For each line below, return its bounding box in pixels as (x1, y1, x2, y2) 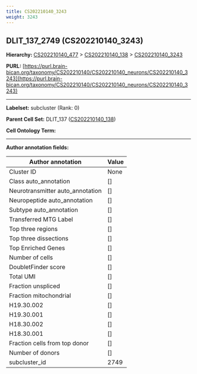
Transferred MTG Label (9, 215, 73, 223)
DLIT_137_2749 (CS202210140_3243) (6, 36, 144, 46)
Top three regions (9, 225, 58, 233)
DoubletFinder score (9, 263, 66, 271)
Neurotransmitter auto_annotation (9, 187, 102, 195)
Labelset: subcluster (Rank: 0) (6, 104, 80, 111)
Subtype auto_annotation (9, 206, 78, 214)
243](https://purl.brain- (6, 75, 63, 82)
